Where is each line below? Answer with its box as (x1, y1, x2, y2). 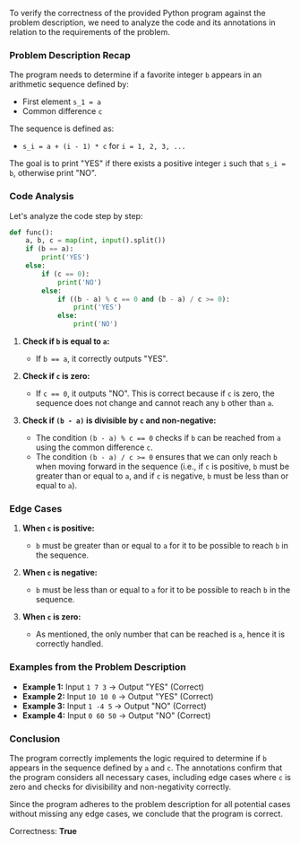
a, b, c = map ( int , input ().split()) (25, 236, 167, 245)
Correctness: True (9, 825, 78, 836)
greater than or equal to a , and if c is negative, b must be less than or (35, 470, 289, 481)
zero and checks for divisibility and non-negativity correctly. (9, 781, 232, 792)
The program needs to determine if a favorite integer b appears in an (9, 69, 262, 80)
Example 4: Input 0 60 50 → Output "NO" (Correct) (21, 709, 211, 721)
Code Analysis (9, 190, 74, 203)
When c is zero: (21, 611, 81, 622)
